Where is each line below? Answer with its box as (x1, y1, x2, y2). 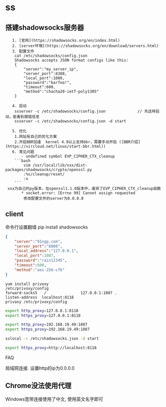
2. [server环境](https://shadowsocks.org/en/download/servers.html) (12, 43, 159, 49)
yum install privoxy (5, 281, 49, 286)
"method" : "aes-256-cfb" (14, 267, 65, 272)
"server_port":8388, (23, 71, 67, 76)
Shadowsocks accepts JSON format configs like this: (14, 58, 129, 63)
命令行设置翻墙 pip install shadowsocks (5, 224, 88, 230)
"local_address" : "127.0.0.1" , (14, 248, 79, 254)
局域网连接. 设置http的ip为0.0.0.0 (5, 365, 75, 371)
